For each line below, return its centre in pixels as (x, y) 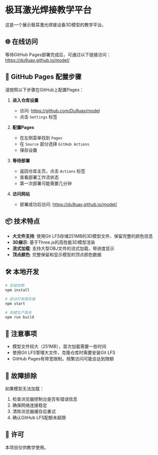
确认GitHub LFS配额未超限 (39, 418)
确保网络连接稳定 (30, 405)
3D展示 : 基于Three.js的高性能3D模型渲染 (54, 243)
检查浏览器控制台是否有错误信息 (45, 399)
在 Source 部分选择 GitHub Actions (55, 144)
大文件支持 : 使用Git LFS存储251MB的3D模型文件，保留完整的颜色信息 (82, 236)
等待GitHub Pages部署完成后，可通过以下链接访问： (58, 54)
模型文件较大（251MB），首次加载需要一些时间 (59, 347)
